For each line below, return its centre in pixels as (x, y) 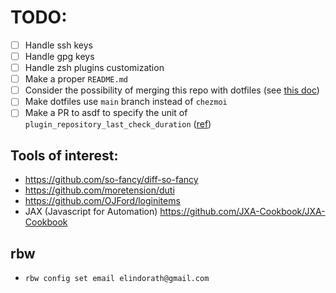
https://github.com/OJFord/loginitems (102, 201)
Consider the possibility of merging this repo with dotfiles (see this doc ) (172, 90)
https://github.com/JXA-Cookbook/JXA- (242, 212)
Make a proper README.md (76, 79)
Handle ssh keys (58, 45)
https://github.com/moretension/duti (99, 190)
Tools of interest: (64, 155)
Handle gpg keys (59, 56)
